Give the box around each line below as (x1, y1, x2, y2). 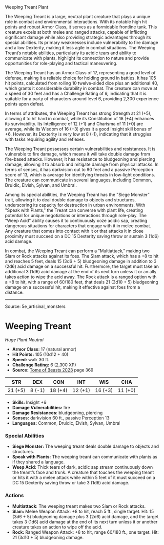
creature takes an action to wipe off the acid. (12, 524, 102, 530)
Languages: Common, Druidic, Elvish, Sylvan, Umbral (12, 420, 121, 426)
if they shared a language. (12, 459, 65, 465)
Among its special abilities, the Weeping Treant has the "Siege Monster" (5, 192, 150, 197)
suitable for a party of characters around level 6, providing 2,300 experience (5, 96, 159, 102)
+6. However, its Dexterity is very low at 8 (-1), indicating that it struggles (5, 131, 152, 137)
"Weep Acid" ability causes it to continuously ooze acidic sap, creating (5, 218, 147, 223)
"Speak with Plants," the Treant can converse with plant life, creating (5, 207, 143, 213)
